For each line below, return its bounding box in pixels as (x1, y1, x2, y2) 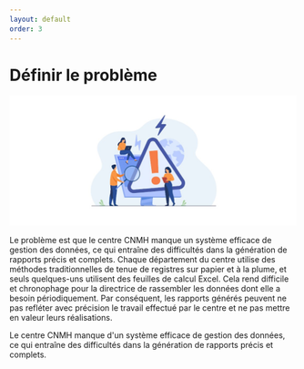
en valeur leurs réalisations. (9, 313, 113, 323)
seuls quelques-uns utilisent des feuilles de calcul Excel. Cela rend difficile (9, 273, 289, 284)
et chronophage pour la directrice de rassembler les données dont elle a (9, 283, 280, 294)
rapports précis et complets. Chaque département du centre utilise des (9, 254, 276, 265)
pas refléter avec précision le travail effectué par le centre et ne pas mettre (9, 302, 290, 313)
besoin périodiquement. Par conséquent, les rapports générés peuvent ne (9, 292, 287, 304)
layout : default (9, 15, 71, 24)
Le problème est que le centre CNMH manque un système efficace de (9, 235, 272, 246)
